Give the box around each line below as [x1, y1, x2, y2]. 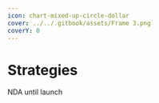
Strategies [7, 61, 78, 79]
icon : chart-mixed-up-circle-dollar [7, 11, 129, 20]
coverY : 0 [7, 26, 41, 34]
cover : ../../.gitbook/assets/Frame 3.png [7, 19, 151, 27]
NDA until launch [7, 87, 63, 97]
